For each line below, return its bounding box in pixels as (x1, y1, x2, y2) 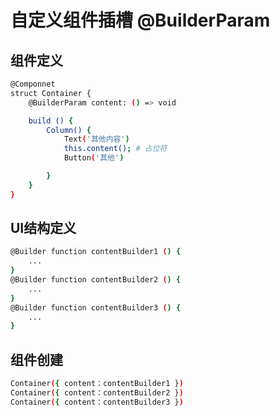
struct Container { (10, 88, 92, 98)
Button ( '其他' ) (63, 153, 125, 163)
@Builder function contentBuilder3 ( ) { (10, 302, 182, 313)
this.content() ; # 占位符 (63, 144, 168, 154)
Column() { (46, 125, 92, 135)
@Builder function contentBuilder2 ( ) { (10, 275, 182, 285)
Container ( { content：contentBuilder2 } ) (10, 388, 184, 398)
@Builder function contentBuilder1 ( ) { (10, 247, 182, 257)
